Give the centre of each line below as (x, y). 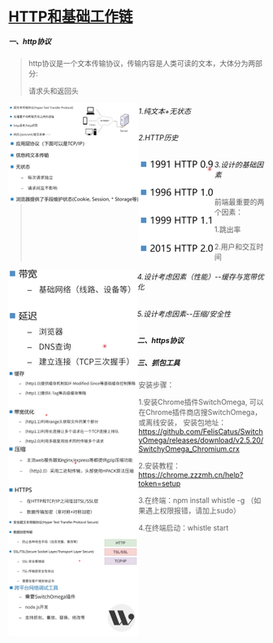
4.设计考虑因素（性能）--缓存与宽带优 (201, 277)
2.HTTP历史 (158, 138)
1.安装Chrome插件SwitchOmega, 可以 (201, 402)
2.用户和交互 (236, 246)
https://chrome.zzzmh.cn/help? (191, 475)
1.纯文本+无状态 (165, 111)
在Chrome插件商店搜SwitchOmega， (200, 412)
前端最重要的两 (239, 201)
